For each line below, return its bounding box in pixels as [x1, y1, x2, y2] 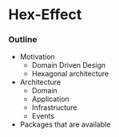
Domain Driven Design [31, 61, 106, 70]
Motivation [19, 52, 56, 61]
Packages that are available [19, 119, 111, 129]
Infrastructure [31, 103, 77, 112]
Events [31, 112, 54, 121]
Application [31, 94, 69, 104]
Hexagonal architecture [31, 69, 109, 79]
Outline [8, 34, 38, 45]
